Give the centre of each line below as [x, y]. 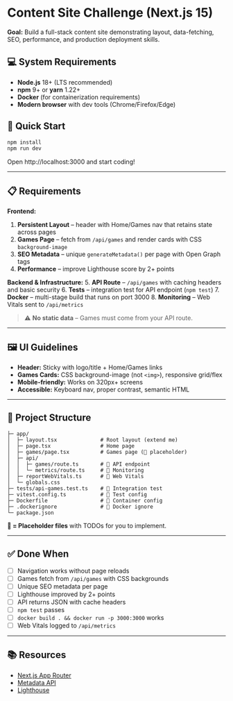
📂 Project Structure [49, 418]
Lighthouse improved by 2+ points [66, 594]
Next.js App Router [44, 675]
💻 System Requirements [62, 62]
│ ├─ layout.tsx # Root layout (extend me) [93, 440]
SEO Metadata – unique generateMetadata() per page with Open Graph [119, 254]
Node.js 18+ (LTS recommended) [65, 82]
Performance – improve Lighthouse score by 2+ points [96, 269]
